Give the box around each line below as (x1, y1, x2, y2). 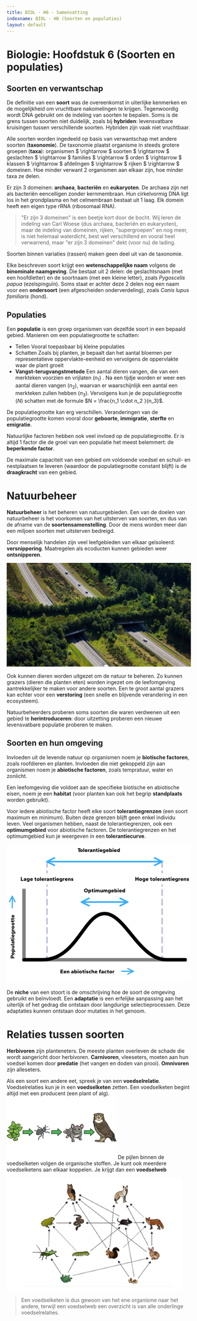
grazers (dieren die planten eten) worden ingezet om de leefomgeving (6, 679, 175, 686)
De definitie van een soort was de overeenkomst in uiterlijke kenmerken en (6, 99, 188, 106)
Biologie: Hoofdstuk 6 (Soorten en (6, 47, 175, 61)
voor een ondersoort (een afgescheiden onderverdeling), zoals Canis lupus (6, 287, 189, 294)
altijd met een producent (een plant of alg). (6, 1089, 110, 1096)
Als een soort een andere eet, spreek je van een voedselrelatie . (6, 1077, 161, 1084)
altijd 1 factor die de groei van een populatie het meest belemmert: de (6, 439, 174, 446)
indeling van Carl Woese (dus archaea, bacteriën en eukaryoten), (20, 220, 178, 227)
